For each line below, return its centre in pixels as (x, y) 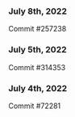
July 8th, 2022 (37, 11)
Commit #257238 (37, 29)
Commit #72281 (35, 106)
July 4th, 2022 (38, 88)
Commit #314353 (37, 67)
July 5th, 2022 (37, 50)
